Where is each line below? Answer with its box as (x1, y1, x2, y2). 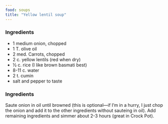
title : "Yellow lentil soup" (5, 12, 67, 17)
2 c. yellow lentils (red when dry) (12, 56, 81, 62)
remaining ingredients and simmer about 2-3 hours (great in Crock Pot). (5, 113, 154, 119)
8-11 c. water (12, 67, 39, 73)
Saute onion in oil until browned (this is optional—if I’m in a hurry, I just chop (5, 102, 163, 108)
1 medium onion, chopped (12, 40, 67, 46)
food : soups (5, 7, 30, 13)
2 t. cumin (12, 72, 34, 78)
